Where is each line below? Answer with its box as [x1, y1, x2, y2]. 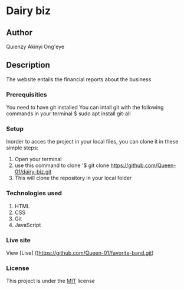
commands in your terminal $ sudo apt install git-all [6, 110, 131, 117]
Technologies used [6, 189, 62, 198]
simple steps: [6, 144, 39, 151]
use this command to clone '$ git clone [14, 162, 110, 169]
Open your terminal [14, 156, 62, 163]
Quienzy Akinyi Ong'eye [6, 43, 65, 50]
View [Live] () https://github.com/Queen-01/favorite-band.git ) [6, 249, 154, 256]
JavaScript [14, 221, 41, 228]
